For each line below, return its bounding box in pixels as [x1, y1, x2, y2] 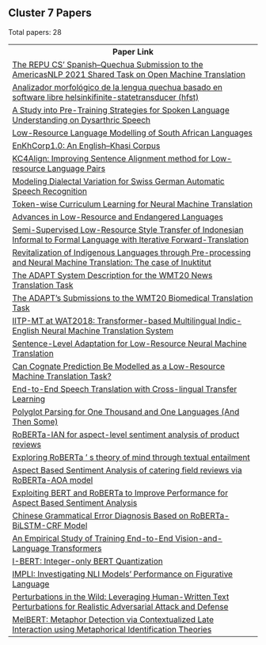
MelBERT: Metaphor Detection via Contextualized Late [12, 613, 214, 624]
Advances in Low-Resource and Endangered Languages [12, 211, 223, 222]
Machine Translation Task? [12, 370, 112, 381]
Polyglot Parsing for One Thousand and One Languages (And [12, 406, 240, 417]
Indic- [218, 315, 242, 326]
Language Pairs [47, 162, 105, 173]
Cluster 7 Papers [8, 6, 93, 20]
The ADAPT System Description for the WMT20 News [12, 269, 213, 280]
